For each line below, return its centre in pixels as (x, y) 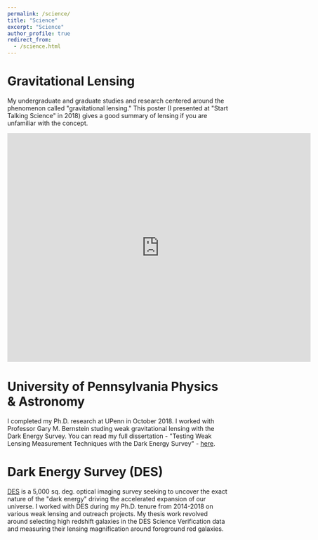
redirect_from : (29, 40)
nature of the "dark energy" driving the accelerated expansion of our (107, 499)
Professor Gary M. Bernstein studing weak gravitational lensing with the (111, 428)
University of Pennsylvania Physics (113, 387)
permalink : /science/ (39, 14)
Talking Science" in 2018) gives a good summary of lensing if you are (107, 115)
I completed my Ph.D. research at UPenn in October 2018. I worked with (111, 421)
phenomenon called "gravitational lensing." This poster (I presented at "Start (118, 108)
